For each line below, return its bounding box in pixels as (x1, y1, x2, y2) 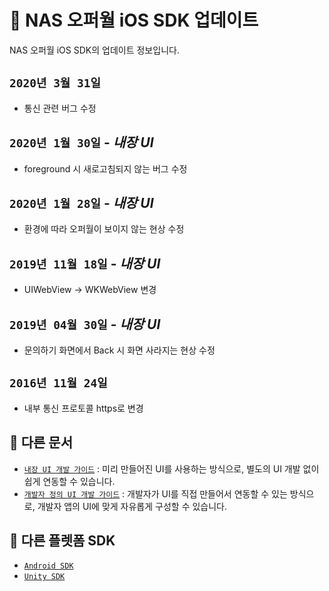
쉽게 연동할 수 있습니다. (23, 475, 116, 487)
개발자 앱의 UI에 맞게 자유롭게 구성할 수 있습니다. (37, 500, 228, 512)
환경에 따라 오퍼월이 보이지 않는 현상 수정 (23, 223, 185, 235)
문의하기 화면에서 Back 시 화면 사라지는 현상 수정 (23, 344, 216, 356)
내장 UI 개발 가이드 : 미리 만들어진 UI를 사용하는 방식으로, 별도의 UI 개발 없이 (23, 462, 320, 475)
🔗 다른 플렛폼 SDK (9, 532, 116, 550)
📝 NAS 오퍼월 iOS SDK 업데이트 (9, 9, 259, 32)
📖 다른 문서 (9, 434, 74, 451)
